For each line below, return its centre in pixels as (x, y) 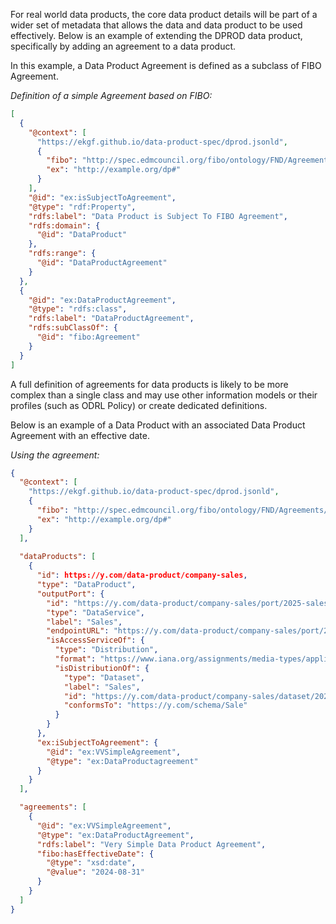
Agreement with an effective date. (80, 435)
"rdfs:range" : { (62, 254)
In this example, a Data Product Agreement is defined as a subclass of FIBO (166, 65)
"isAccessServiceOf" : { (95, 640)
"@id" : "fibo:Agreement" (88, 337)
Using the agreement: (55, 455)
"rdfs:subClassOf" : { (73, 328)
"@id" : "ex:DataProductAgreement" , (102, 300)
